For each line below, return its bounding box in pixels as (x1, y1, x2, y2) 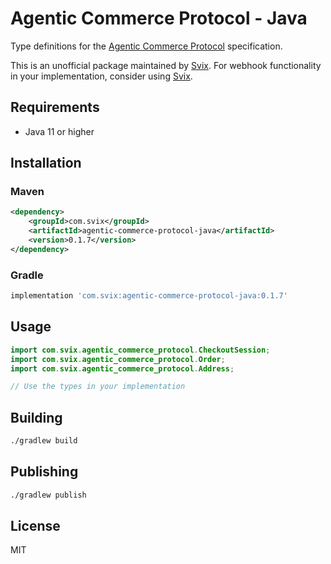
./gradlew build (10, 436, 78, 446)
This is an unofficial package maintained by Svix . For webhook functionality (10, 59, 322, 71)
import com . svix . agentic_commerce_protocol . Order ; (10, 354, 226, 364)
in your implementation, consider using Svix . (10, 70, 193, 82)
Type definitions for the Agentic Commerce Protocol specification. (10, 40, 283, 52)
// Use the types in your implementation (10, 382, 186, 392)
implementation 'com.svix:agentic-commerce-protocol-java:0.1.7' (10, 291, 288, 301)
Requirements (10, 99, 100, 116)
